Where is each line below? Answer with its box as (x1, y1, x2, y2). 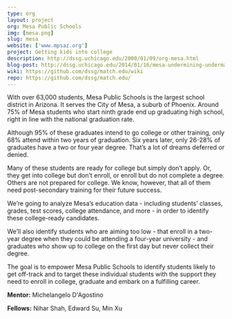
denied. (7, 151, 29, 159)
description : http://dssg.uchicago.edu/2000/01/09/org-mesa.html (7, 55, 199, 62)
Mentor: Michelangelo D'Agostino (7, 291, 104, 299)
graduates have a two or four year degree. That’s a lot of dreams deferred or (7, 143, 225, 152)
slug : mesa (7, 36, 39, 43)
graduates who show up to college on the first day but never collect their (7, 242, 214, 251)
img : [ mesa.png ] (7, 29, 54, 37)
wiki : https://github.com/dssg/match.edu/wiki (7, 68, 144, 75)
